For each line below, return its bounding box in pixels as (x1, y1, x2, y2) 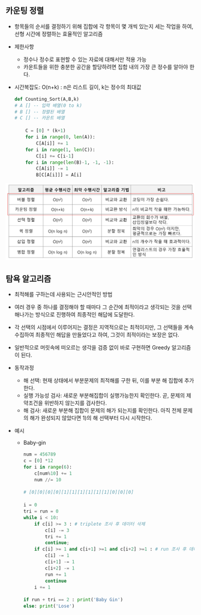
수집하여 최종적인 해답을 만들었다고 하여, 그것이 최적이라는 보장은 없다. (14, 331, 179, 339)
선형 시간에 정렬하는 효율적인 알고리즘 (14, 30, 103, 37)
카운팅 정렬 (5, 5, 44, 16)
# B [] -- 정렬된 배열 (14, 108, 65, 115)
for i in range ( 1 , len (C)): (25, 146, 95, 153)
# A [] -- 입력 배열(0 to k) (14, 103, 82, 108)
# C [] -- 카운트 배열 (14, 115, 65, 121)
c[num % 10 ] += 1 (34, 470, 73, 477)
